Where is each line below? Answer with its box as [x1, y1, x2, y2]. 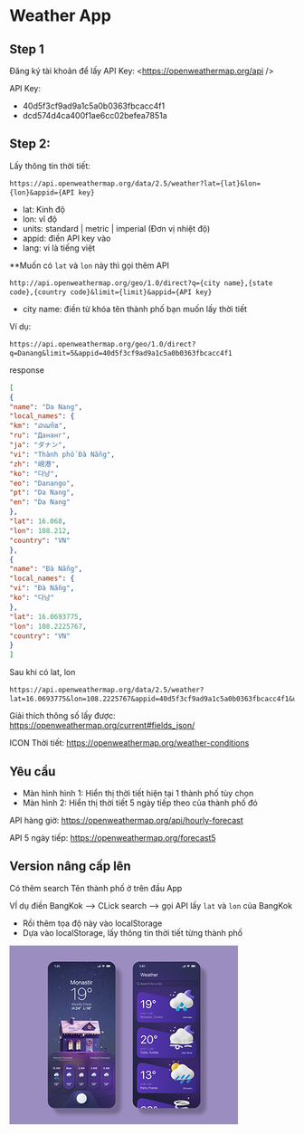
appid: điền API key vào [22, 233, 111, 243]
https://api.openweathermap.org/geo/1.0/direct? [9, 339, 196, 348]
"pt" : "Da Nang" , [9, 488, 75, 498]
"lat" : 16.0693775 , [9, 612, 83, 621]
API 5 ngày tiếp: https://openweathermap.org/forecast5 [9, 833, 216, 843]
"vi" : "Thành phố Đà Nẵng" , [9, 450, 116, 459]
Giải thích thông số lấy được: [9, 710, 116, 721]
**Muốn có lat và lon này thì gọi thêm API [9, 260, 170, 271]
